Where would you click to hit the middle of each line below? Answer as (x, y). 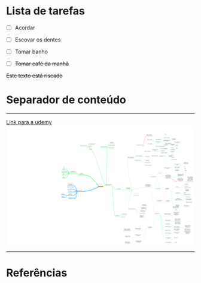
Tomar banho (31, 52)
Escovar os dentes (38, 40)
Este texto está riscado (34, 76)
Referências (37, 273)
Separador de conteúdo (66, 100)
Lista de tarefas (45, 11)
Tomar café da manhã (42, 64)
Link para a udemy (29, 122)
